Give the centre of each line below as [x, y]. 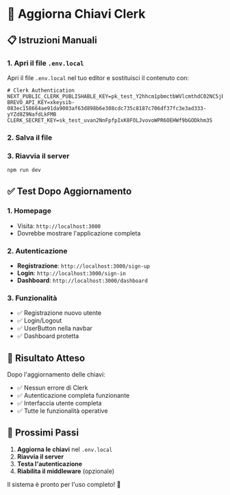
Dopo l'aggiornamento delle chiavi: [56, 375]
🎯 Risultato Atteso [46, 358]
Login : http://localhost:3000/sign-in [72, 272]
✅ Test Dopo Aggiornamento [69, 191]
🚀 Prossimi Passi [43, 433]
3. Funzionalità [32, 298]
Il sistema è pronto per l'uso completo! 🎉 [64, 484]
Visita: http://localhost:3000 [59, 226]
